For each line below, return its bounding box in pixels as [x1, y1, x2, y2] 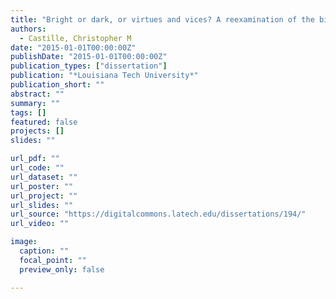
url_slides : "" [10, 200, 74, 210]
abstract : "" [10, 89, 65, 99]
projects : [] [10, 126, 65, 136]
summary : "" [10, 98, 60, 108]
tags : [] [10, 107, 47, 118]
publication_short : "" [10, 80, 105, 90]
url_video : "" [10, 219, 70, 229]
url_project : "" [10, 191, 78, 201]
